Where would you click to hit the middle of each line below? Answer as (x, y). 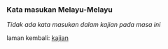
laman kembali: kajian (38, 38)
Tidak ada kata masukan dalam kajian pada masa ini (84, 25)
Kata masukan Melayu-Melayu (59, 10)
